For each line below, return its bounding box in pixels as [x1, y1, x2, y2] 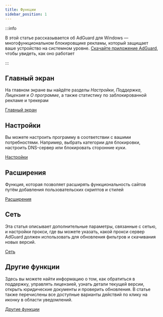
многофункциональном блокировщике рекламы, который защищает [5, 40, 148, 46]
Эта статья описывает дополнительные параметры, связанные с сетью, [5, 223, 157, 229]
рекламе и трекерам [5, 98, 49, 104]
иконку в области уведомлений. [5, 296, 72, 302]
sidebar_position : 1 [5, 12, 47, 17]
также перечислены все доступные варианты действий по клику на [5, 291, 148, 297]
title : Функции [5, 7, 36, 12]
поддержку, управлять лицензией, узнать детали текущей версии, [5, 281, 144, 287]
